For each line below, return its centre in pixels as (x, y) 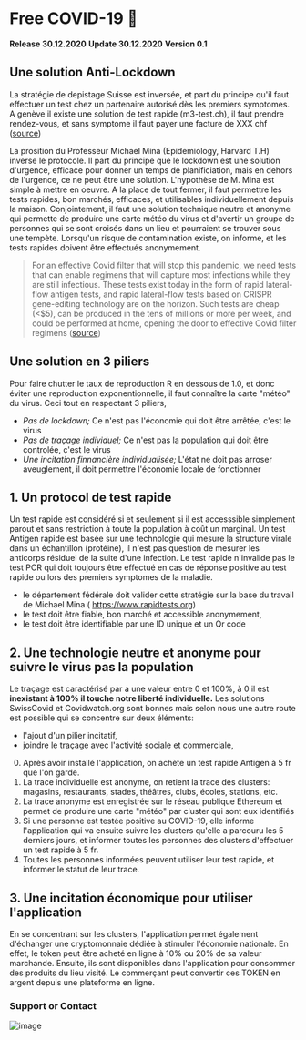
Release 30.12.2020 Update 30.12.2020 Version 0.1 (108, 44)
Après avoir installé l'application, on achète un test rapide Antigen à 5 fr (157, 763)
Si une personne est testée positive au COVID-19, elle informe (138, 821)
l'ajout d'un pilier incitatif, (70, 736)
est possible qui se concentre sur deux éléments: (102, 718)
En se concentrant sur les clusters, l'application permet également (134, 934)
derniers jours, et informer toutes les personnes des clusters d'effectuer (158, 841)
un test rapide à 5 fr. (61, 850)
